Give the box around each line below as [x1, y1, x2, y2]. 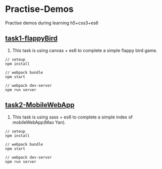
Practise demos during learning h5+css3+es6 [5, 20, 99, 26]
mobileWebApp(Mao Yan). [12, 119, 66, 125]
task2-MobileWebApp [5, 101, 75, 110]
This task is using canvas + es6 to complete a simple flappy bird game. [12, 47, 158, 53]
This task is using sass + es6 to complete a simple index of [12, 114, 133, 120]
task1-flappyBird [5, 34, 58, 43]
